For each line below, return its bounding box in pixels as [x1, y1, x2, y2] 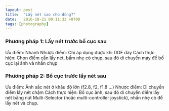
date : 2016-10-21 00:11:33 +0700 [5, 17, 80, 22]
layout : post [5, 7, 33, 13]
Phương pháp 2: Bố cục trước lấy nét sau [5, 72, 107, 79]
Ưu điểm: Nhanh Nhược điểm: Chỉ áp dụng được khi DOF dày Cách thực [5, 49, 155, 55]
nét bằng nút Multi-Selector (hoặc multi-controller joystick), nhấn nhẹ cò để [5, 94, 163, 100]
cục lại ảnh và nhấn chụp [5, 60, 58, 66]
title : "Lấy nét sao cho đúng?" [5, 12, 76, 17]
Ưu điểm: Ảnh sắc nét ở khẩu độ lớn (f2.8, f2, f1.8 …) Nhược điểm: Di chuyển [5, 84, 164, 90]
